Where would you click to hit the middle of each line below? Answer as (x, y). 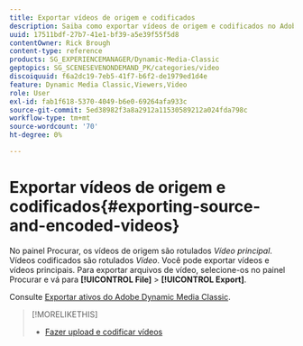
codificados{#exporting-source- (135, 207)
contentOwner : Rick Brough (60, 43)
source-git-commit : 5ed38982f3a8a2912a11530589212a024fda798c (129, 110)
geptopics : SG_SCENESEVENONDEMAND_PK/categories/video (115, 68)
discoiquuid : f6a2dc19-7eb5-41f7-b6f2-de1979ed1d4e (108, 77)
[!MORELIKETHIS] (64, 314)
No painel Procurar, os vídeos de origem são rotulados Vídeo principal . (141, 250)
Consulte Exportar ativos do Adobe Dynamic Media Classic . (120, 296)
